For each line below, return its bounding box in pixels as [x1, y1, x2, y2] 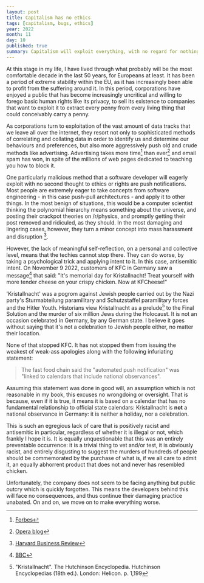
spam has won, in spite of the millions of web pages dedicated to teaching [6, 156, 192, 163]
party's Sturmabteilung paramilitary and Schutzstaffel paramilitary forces [6, 296, 189, 304]
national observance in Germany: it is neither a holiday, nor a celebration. [6, 410, 189, 417]
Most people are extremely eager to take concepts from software [6, 187, 170, 194]
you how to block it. [6, 162, 56, 169]
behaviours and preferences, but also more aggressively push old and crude [6, 141, 197, 149]
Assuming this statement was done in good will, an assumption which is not [6, 385, 195, 392]
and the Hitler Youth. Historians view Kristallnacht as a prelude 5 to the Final [6, 302, 194, 311]
